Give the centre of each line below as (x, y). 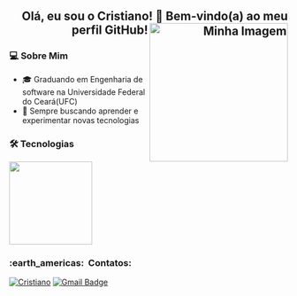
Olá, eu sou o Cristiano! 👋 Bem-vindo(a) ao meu (155, 16)
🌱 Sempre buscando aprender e (80, 111)
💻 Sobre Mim (39, 56)
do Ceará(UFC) (49, 101)
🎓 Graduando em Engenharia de (82, 79)
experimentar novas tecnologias (80, 120)
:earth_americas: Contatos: (71, 262)
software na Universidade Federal (84, 92)
